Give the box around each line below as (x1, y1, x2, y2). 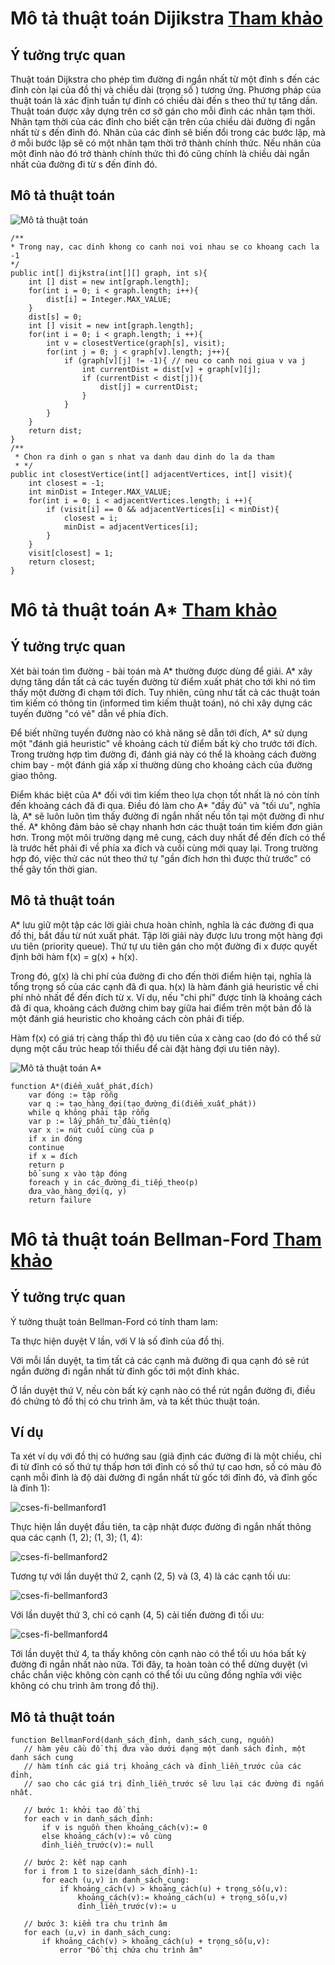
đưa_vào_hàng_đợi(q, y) (28, 1186, 128, 1196)
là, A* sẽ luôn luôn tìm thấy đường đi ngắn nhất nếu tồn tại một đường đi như (10, 810, 325, 822)
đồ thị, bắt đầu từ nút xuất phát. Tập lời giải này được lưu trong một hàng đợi (10, 929, 323, 941)
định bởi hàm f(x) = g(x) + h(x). (10, 950, 138, 962)
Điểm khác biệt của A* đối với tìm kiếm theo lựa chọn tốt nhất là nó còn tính (10, 788, 320, 801)
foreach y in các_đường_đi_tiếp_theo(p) (28, 1177, 199, 1187)
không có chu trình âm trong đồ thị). (10, 1680, 160, 1692)
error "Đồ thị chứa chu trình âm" (59, 1945, 203, 1956)
